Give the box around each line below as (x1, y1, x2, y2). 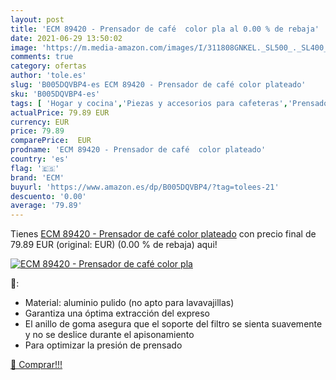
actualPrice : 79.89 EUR (10, 107, 110, 118)
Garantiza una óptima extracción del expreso (24, 307, 210, 320)
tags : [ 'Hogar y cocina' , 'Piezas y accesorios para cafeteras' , (10, 98, 288, 108)
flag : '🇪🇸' (10, 163, 60, 173)
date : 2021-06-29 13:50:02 (10, 33, 123, 43)
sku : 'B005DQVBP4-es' (10, 89, 101, 99)
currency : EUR (10, 117, 70, 127)
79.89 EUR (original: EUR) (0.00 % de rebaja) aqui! (10, 239, 218, 251)
